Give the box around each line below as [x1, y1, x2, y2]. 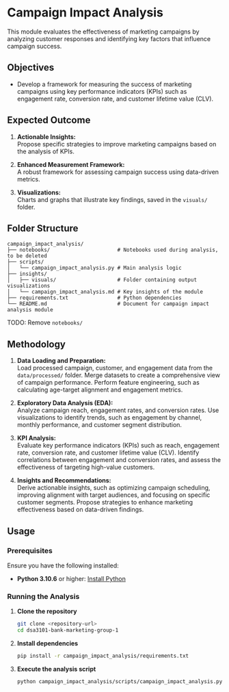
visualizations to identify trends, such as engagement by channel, [16, 413, 202, 422]
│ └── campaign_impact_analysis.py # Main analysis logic [7, 265, 183, 272]
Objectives [7, 62, 55, 73]
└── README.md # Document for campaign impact [7, 300, 210, 307]
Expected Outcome [7, 114, 91, 126]
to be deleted [7, 253, 48, 259]
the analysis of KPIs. [16, 147, 75, 155]
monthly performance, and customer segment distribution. [16, 421, 183, 429]
